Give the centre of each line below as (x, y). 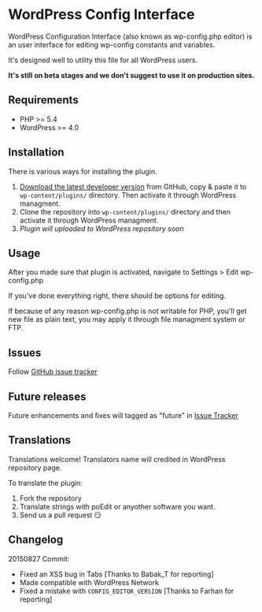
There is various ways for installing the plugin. (83, 171)
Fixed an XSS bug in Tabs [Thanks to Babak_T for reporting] (116, 574)
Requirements (43, 100)
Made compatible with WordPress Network (89, 582)
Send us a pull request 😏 (61, 515)
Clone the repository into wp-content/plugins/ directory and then (125, 211)
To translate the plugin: (45, 483)
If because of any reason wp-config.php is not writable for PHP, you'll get (127, 311)
